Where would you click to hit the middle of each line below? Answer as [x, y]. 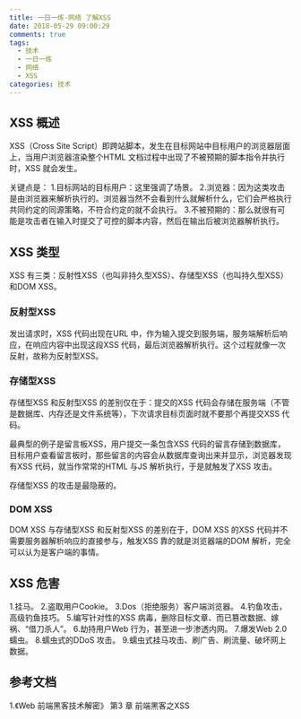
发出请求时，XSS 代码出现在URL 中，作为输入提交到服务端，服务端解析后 [145, 334]
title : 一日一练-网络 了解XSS [60, 17]
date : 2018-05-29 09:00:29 [60, 26]
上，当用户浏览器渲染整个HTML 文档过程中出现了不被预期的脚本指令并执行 [147, 157]
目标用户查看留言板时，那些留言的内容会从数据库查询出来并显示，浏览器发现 [150, 455]
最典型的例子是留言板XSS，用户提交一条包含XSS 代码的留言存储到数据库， [147, 444]
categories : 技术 [40, 84]
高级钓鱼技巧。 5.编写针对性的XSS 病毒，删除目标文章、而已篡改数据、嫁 [144, 617]
